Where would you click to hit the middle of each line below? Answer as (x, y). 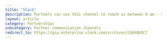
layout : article (22, 19)
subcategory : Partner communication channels (53, 28)
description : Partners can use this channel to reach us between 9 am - (82, 14)
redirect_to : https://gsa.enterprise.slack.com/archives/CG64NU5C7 (77, 33)
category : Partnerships (30, 23)
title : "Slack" (21, 10)
